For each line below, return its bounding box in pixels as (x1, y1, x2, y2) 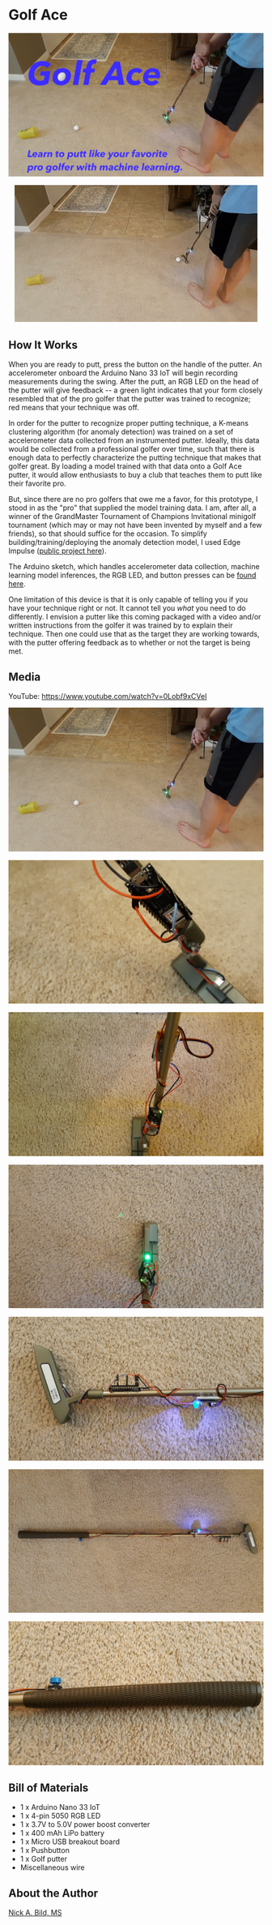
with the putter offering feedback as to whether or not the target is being (8, 638, 251, 648)
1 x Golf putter (19, 1854, 67, 1864)
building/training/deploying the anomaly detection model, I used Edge (8, 538, 241, 547)
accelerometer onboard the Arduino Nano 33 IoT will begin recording (8, 368, 239, 378)
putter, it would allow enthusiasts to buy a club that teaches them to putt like (8, 470, 262, 480)
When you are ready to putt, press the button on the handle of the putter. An (8, 359, 262, 370)
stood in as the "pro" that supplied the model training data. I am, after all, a (8, 503, 257, 512)
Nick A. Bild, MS (8, 1908, 62, 1918)
